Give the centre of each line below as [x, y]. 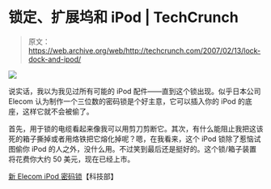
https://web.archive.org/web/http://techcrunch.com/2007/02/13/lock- [144, 50]
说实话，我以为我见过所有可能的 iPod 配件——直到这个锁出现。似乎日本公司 [135, 91]
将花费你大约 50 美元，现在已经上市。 [72, 159]
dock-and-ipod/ [55, 59]
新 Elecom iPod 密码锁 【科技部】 [63, 176]
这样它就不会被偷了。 [58, 111]
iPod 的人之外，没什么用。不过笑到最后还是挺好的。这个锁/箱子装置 [144, 148]
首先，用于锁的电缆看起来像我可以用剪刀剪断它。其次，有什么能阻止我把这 [132, 128]
